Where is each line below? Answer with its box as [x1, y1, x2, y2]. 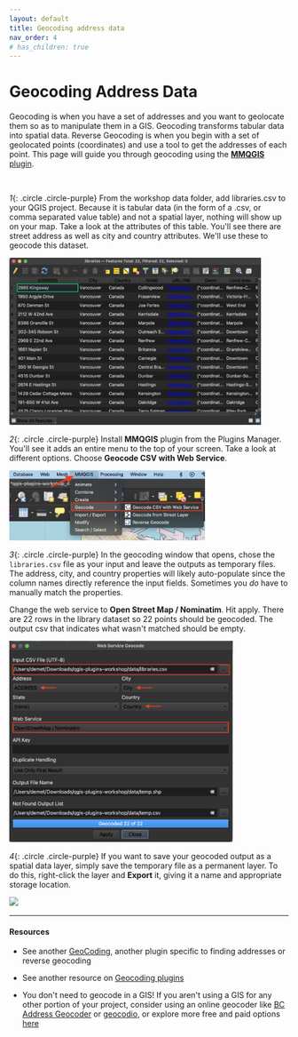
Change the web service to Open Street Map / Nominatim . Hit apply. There [9, 604, 285, 615]
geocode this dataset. [9, 240, 89, 251]
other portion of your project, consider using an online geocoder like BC [21, 1000, 286, 1010]
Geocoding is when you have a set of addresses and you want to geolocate [9, 111, 285, 122]
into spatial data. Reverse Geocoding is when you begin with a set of [9, 130, 260, 141]
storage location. [9, 880, 71, 890]
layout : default [9, 14, 69, 23]
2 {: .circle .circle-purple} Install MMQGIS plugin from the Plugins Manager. [9, 434, 282, 444]
